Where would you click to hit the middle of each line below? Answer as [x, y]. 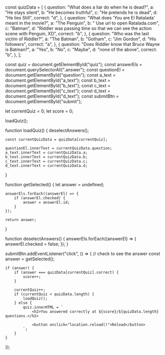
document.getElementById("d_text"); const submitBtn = [62, 96]
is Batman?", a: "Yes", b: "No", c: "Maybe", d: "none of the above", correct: [81, 50]
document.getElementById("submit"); [43, 101]
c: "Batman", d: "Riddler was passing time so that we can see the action [79, 28]
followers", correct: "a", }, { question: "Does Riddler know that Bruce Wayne [82, 44]
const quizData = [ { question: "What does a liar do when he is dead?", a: [80, 7]
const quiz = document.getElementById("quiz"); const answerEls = [74, 64]
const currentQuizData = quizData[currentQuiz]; [56, 139]
